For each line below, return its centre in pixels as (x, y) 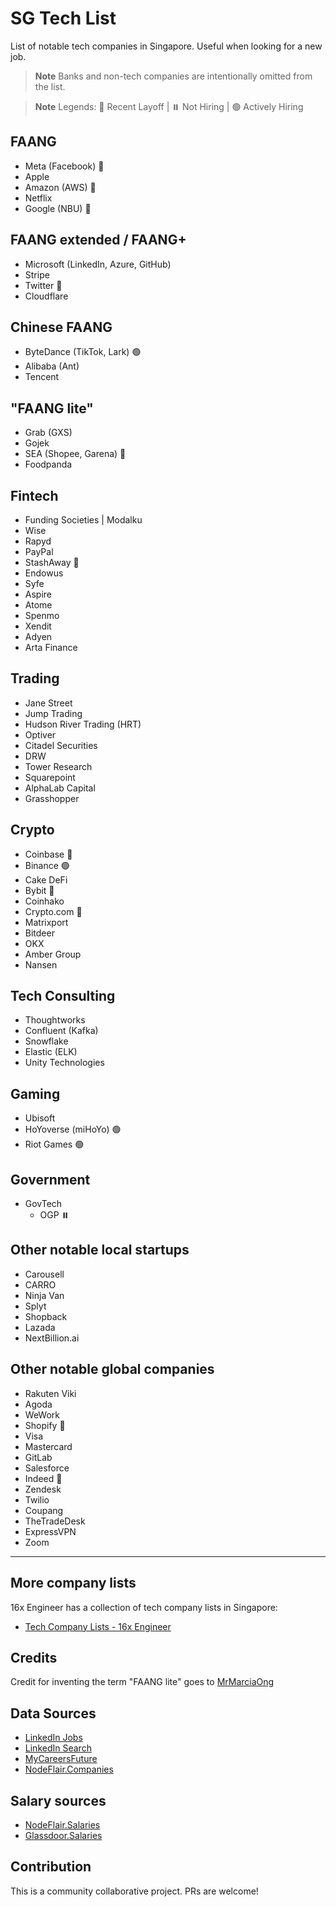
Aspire (38, 594)
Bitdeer (39, 933)
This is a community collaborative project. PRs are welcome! (134, 1891)
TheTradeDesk (55, 1521)
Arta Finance (51, 647)
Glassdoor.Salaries (63, 1835)
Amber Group (53, 954)
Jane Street (48, 703)
